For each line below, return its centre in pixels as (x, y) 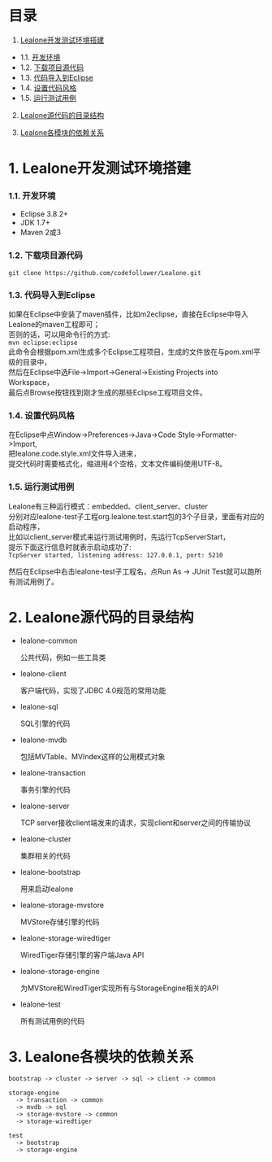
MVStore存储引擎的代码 (60, 922)
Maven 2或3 (41, 233)
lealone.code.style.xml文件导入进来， (78, 454)
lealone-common (49, 640)
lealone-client (43, 673)
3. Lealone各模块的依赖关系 (101, 1057)
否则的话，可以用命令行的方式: (60, 334)
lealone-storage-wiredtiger (65, 938)
